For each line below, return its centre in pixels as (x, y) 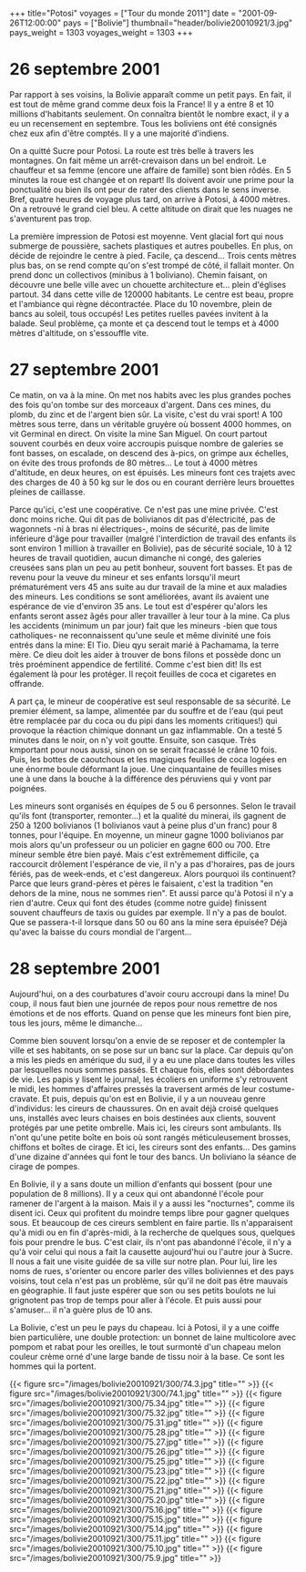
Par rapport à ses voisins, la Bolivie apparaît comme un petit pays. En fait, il (150, 94)
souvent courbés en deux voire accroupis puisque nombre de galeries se (147, 443)
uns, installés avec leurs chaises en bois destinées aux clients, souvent (143, 1118)
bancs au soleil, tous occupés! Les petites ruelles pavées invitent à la (139, 313)
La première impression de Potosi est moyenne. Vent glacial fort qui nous (147, 236)
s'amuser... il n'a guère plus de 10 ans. (81, 1310)
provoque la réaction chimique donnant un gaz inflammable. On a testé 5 (146, 730)
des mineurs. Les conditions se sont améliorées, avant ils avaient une (139, 597)
